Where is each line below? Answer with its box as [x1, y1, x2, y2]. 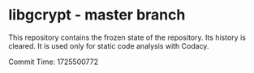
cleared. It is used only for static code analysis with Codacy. [8, 41, 209, 50]
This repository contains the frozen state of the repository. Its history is [8, 32, 246, 42]
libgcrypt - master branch [8, 6, 186, 24]
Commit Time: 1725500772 [8, 57, 99, 67]
